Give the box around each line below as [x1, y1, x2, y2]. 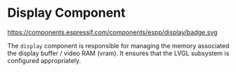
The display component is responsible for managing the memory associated [7, 41, 230, 50]
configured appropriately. [7, 56, 81, 64]
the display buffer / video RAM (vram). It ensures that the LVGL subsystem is [7, 49, 230, 57]
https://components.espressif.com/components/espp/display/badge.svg [7, 28, 218, 36]
